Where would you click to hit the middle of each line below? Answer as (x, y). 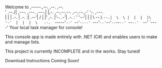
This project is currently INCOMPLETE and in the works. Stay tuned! (73, 51)
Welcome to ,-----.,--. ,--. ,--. (34, 7)
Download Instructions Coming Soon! (42, 61)
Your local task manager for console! (46, 27)
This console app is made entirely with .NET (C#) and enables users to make (81, 37)
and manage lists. (22, 42)
